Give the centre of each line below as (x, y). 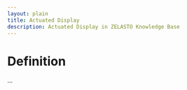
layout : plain (28, 14)
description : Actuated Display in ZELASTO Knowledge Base (93, 27)
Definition (37, 61)
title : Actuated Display (43, 20)
